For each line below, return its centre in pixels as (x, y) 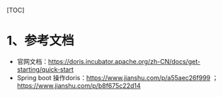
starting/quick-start (45, 69)
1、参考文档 (41, 41)
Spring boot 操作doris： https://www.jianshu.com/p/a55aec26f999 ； (118, 77)
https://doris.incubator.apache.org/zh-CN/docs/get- (124, 61)
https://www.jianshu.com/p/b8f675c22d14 (79, 85)
